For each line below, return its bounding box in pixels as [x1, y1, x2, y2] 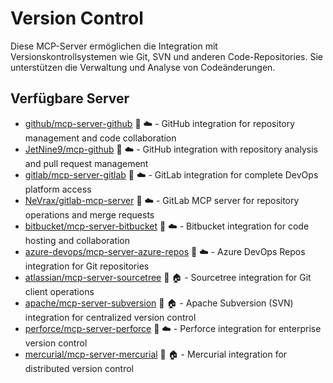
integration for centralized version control [24, 311, 197, 323]
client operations [24, 285, 95, 297]
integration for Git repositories [24, 260, 150, 272]
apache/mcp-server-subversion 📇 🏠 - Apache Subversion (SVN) [24, 297, 294, 309]
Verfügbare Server [10, 90, 130, 107]
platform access [24, 183, 92, 195]
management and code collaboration [24, 132, 177, 144]
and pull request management [24, 157, 149, 169]
